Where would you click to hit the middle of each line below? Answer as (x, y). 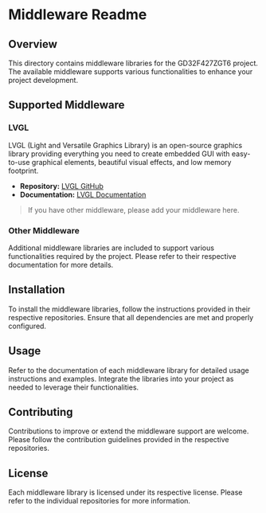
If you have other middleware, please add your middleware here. (133, 210)
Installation (37, 290)
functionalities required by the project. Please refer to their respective (122, 256)
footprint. (23, 170)
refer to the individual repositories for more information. (100, 501)
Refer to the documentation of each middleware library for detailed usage (129, 370)
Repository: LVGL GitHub (61, 186)
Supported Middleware (66, 105)
